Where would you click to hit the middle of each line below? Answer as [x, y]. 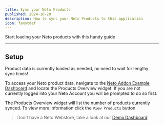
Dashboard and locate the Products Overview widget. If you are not [73, 89]
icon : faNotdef [20, 23]
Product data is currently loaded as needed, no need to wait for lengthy [77, 69]
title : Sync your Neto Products [38, 9]
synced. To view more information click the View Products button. [71, 108]
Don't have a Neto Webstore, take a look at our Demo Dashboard [82, 118]
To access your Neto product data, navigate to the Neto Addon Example [77, 83]
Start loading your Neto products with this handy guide [60, 37]
